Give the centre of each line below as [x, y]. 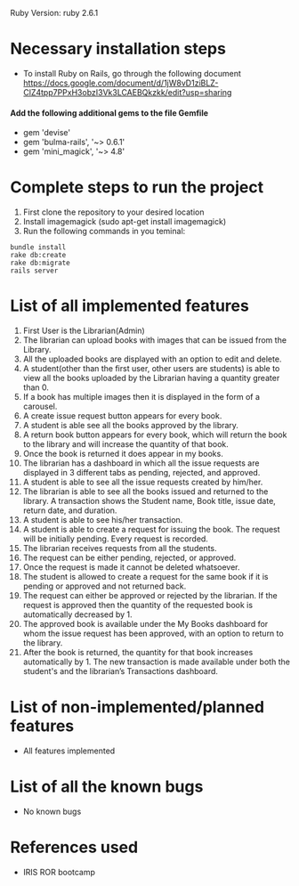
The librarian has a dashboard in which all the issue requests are [141, 463]
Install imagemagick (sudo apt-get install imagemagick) [124, 222]
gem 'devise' [47, 133]
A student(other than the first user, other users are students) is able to [151, 369]
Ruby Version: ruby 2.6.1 [54, 13]
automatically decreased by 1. [77, 614]
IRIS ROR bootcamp [59, 872]
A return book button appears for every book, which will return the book [155, 435]
